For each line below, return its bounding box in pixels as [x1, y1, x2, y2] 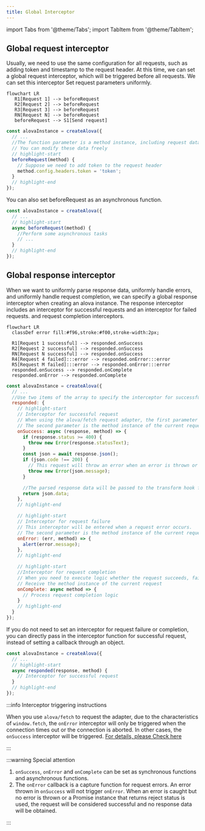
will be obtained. [15, 807, 57, 814]
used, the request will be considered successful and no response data [15, 800, 192, 808]
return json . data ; [22, 490, 70, 496]
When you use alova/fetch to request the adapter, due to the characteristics [6, 713, 198, 720]
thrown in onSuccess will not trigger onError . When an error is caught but [15, 787, 197, 794]
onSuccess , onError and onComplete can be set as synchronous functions [15, 767, 196, 775]
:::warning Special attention [6, 756, 75, 763]
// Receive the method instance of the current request [17, 581, 163, 587]
